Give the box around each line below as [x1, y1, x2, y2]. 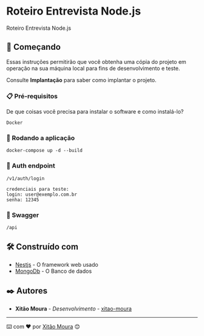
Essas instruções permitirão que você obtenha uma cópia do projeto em [6, 58, 186, 65]
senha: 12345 [6, 196, 39, 203]
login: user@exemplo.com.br [6, 191, 78, 197]
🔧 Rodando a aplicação [6, 134, 75, 142]
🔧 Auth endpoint [6, 162, 56, 170]
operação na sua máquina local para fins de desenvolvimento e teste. [6, 64, 180, 72]
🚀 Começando [6, 42, 61, 52]
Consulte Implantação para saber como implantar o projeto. [6, 76, 157, 83]
